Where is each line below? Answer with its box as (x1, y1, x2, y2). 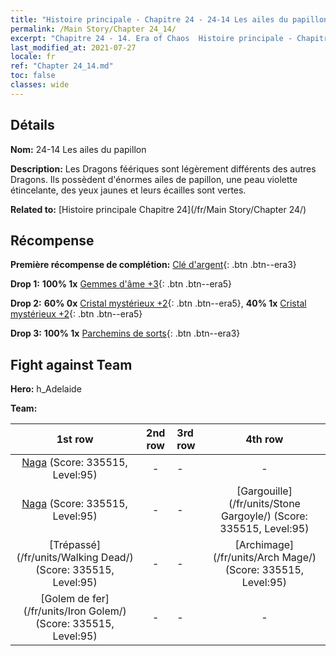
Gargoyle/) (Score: (220, 509, 308, 523)
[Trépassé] (49, 538, 102, 552)
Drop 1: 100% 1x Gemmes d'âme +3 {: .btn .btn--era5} (10, 278, 233, 290)
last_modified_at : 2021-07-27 (10, 42, 137, 53)
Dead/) (100, 551, 134, 565)
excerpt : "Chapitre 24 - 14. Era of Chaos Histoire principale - (10, 33, 293, 43)
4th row (245, 432, 284, 446)
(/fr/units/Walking (16, 551, 99, 565)
